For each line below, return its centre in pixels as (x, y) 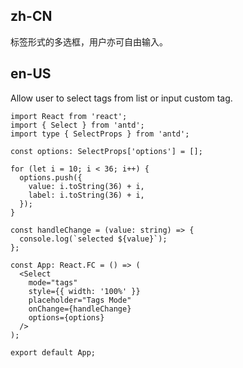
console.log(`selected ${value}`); (93, 239)
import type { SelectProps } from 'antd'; (100, 134)
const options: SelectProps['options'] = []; (106, 151)
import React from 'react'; (69, 116)
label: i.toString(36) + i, (86, 195)
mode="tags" (53, 282)
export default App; (53, 352)
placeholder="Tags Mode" (80, 300)
